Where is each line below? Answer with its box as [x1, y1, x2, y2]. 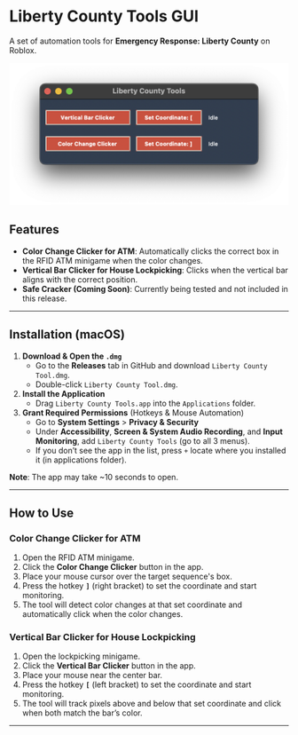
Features [9, 222, 59, 237]
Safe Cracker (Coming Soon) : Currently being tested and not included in [21, 283, 288, 294]
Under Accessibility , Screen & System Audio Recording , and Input [35, 426, 284, 437]
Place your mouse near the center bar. [21, 670, 162, 681]
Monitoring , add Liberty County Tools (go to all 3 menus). [35, 435, 250, 446]
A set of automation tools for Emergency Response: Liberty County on [9, 36, 271, 46]
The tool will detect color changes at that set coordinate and [21, 599, 242, 610]
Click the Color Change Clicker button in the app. [21, 562, 204, 573]
